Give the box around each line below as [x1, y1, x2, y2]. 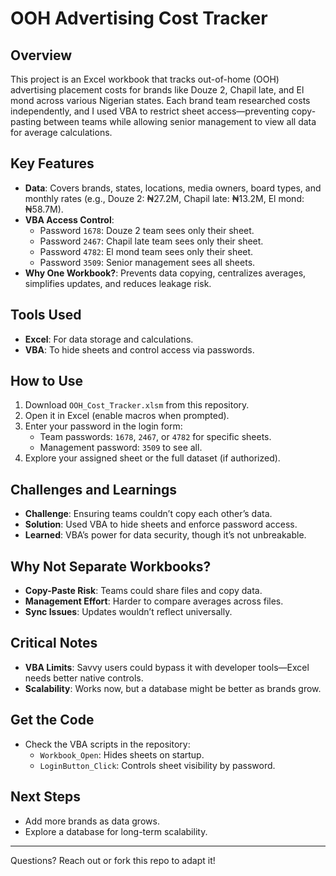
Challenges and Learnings [10, 481, 178, 498]
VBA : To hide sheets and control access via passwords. [24, 343, 255, 356]
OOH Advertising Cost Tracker [10, 7, 268, 30]
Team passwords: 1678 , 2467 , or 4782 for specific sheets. [39, 431, 272, 443]
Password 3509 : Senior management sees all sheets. [39, 256, 256, 268]
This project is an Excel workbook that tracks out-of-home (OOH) [10, 73, 280, 85]
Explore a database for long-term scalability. [24, 825, 208, 837]
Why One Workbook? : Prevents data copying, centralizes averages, [24, 267, 307, 279]
